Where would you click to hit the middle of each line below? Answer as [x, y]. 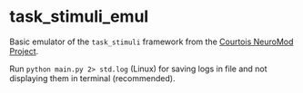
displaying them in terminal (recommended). [92, 78]
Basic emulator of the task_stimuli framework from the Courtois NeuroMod [151, 42]
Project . [24, 51]
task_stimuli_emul [79, 17]
